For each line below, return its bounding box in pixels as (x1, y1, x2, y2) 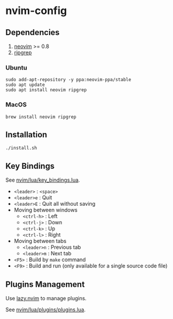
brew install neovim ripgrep (5, 114, 77, 120)
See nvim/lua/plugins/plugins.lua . (5, 306, 86, 313)
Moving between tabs (13, 238, 67, 245)
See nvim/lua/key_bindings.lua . (5, 176, 80, 183)
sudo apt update (5, 82, 45, 88)
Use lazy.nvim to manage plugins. (5, 295, 87, 302)
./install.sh (5, 145, 37, 151)
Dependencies (5, 27, 60, 37)
